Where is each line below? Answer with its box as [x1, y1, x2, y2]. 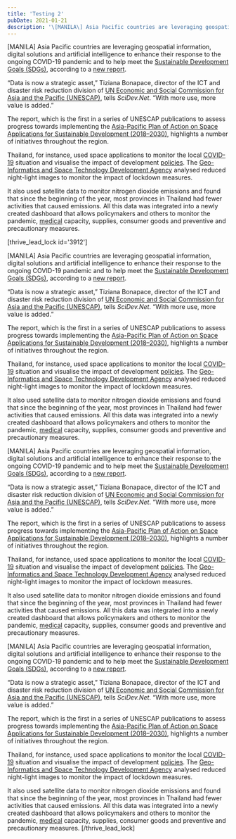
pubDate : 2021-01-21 [7, 17, 68, 24]
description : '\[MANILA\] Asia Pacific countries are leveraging [7, 23, 202, 30]
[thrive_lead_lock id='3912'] [7, 238, 88, 246]
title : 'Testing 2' [7, 10, 65, 18]
